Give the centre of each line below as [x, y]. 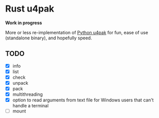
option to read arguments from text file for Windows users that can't [83, 100]
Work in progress [24, 23]
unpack [20, 83]
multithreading [27, 94]
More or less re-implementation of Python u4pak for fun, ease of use [77, 32]
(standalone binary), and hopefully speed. [49, 38]
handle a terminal [30, 106]
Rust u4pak [30, 9]
